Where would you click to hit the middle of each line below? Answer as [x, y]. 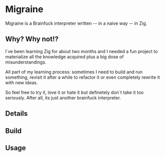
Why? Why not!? [32, 39]
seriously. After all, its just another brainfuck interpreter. [63, 97]
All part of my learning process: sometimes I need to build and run [74, 72]
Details [16, 114]
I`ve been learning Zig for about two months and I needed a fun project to [81, 51]
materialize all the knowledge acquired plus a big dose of [65, 57]
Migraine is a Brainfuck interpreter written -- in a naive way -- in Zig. [76, 23]
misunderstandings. [26, 62]
